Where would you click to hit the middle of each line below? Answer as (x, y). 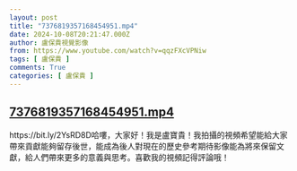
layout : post (34, 17)
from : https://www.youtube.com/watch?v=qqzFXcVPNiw (108, 51)
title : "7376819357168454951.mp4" (74, 26)
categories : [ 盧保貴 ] (52, 76)
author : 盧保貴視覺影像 (49, 43)
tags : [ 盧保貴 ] (39, 59)
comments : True (38, 68)
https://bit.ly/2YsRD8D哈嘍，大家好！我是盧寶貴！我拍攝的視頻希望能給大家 (149, 134)
